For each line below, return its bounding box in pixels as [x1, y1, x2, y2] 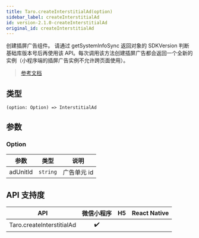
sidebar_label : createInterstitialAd [6, 14, 100, 20]
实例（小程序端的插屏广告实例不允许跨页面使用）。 [6, 57, 129, 64]
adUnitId [9, 168, 33, 176]
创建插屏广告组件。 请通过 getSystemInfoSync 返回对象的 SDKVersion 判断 [6, 42, 189, 49]
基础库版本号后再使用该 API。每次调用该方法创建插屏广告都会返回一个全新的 [6, 50, 193, 57]
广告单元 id [62, 168, 94, 176]
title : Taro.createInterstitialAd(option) [6, 8, 113, 15]
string [38, 168, 58, 175]
